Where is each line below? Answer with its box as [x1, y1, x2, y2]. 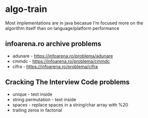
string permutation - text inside [12, 96, 76, 103]
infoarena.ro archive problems [5, 40, 102, 48]
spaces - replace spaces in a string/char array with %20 [12, 102, 129, 108]
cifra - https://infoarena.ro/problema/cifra [12, 63, 98, 69]
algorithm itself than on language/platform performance [5, 25, 120, 31]
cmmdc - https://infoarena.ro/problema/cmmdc [12, 58, 110, 64]
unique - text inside [12, 91, 52, 97]
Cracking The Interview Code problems [5, 78, 130, 87]
